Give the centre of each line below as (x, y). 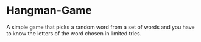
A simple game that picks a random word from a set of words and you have (100, 27)
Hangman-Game (49, 10)
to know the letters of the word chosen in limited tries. (74, 33)
